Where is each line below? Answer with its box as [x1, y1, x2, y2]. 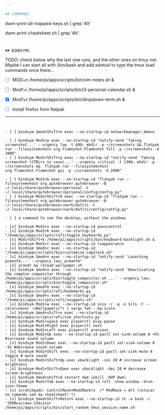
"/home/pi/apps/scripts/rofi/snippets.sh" [5, 297, 93, 302]
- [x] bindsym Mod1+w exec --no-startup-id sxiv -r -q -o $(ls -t [5, 302, 144, 307]
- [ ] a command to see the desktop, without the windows [5, 216, 126, 221]
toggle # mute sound [5, 353, 48, 358]
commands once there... [5, 67, 55, 73]
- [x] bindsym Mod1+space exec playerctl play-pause [5, 319, 115, 324]
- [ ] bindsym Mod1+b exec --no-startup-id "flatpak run [5, 177, 124, 182]
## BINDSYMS [5, 48, 29, 53]
